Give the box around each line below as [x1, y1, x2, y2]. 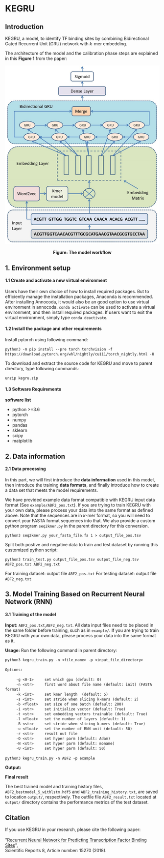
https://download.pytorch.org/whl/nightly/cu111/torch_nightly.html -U [5, 352, 154, 356]
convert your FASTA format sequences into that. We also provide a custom [5, 517, 156, 524]
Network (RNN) [5, 598, 53, 606]
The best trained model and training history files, [5, 784, 103, 790]
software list [5, 397, 31, 403]
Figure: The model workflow [53, 249, 112, 256]
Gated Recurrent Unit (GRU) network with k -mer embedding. [5, 41, 127, 47]
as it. [5, 638, 15, 644]
